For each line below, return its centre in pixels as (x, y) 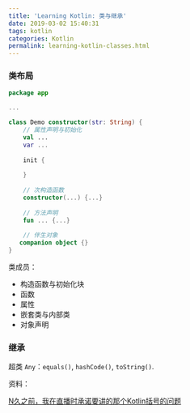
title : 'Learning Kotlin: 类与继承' (68, 16)
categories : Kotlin (41, 38)
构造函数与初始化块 (52, 283)
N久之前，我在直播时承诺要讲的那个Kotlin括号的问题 (95, 401)
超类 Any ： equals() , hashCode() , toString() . (81, 367)
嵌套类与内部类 (45, 314)
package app (28, 93)
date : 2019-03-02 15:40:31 (54, 23)
